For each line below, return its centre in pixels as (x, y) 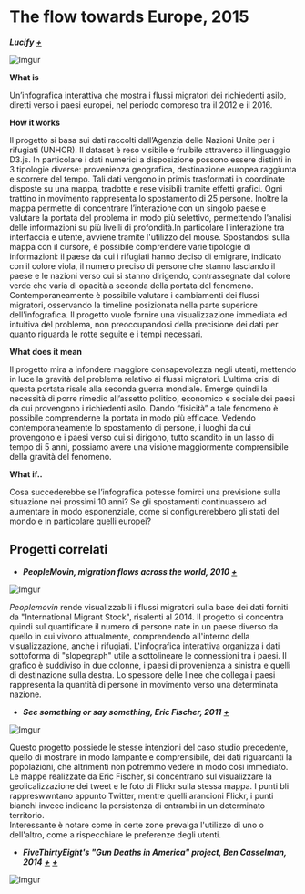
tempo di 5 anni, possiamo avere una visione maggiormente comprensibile (149, 447)
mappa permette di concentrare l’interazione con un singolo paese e (138, 208)
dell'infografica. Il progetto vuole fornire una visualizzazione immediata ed (148, 314)
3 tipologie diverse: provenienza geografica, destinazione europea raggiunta (153, 169)
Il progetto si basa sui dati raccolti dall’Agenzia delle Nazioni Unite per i (142, 140)
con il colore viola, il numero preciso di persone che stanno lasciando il (142, 265)
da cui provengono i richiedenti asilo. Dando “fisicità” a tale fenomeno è (144, 408)
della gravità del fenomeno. (61, 456)
